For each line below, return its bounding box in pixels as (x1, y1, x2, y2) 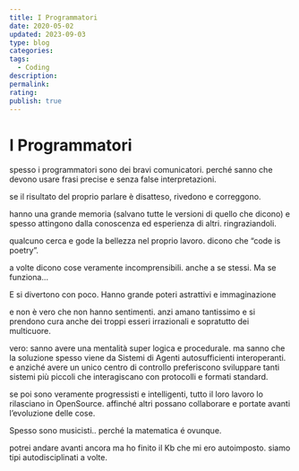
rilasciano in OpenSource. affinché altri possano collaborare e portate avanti (9, 398, 291, 409)
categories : (9, 47, 54, 56)
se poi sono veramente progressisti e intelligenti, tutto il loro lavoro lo (9, 389, 264, 399)
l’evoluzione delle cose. (9, 408, 96, 419)
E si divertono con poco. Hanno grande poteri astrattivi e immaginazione (9, 289, 277, 300)
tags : (9, 55, 30, 64)
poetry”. (9, 245, 38, 256)
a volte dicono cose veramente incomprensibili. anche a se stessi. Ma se (9, 262, 277, 273)
